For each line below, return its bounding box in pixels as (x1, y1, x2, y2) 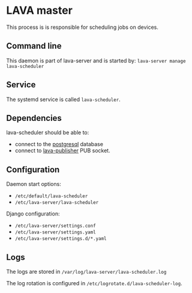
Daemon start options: (6, 180, 61, 188)
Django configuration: (6, 210, 60, 217)
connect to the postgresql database (14, 141, 104, 148)
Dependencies (6, 113, 62, 123)
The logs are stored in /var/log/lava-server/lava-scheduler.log (6, 268, 167, 275)
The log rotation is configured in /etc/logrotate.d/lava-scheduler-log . (6, 280, 182, 286)
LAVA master (6, 4, 73, 17)
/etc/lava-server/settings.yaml (14, 229, 96, 235)
